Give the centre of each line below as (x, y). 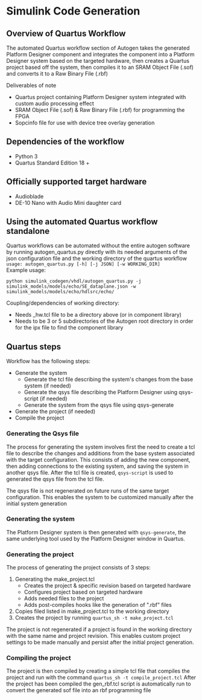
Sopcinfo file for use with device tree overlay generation (85, 123)
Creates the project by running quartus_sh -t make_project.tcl (94, 618)
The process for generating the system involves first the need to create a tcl (101, 447)
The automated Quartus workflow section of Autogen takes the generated (98, 48)
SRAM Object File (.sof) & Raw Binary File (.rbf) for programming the (100, 110)
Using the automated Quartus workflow (82, 222)
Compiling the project (39, 658)
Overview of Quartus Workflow (66, 34)
